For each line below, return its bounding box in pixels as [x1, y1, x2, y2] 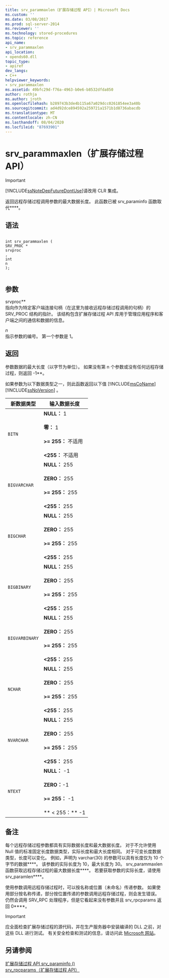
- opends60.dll [5, 54, 37, 59]
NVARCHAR [8, 737, 29, 743]
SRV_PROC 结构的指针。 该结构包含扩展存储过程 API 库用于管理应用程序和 [5, 311, 159, 317]
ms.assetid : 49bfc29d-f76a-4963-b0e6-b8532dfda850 [5, 87, 114, 92]
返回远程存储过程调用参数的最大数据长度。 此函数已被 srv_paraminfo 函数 [5, 199, 157, 205]
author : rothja [5, 92, 37, 97]
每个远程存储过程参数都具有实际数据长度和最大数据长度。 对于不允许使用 [5, 842, 156, 848]
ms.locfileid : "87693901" [5, 125, 59, 130]
